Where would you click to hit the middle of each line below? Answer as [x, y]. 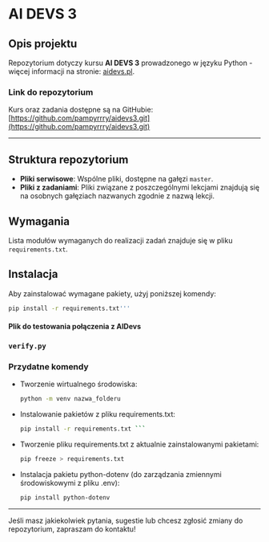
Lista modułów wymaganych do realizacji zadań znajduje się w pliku [120, 240]
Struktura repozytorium [68, 159]
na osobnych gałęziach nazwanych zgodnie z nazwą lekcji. [117, 196]
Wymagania [39, 221]
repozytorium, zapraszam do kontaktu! [72, 529]
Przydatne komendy [49, 367]
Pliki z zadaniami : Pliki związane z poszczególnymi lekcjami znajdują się [140, 187]
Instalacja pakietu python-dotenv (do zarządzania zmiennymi [120, 475]
